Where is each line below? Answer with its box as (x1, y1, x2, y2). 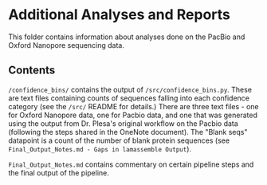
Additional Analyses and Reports (8, 6, 231, 24)
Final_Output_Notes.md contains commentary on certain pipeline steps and (8, 159, 254, 169)
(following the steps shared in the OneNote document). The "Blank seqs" (8, 127, 248, 136)
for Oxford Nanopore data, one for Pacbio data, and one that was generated (8, 110, 257, 120)
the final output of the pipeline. (8, 167, 110, 177)
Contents (8, 64, 56, 77)
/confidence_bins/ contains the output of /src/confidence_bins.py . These (8, 85, 253, 94)
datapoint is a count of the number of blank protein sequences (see (8, 136, 230, 145)
